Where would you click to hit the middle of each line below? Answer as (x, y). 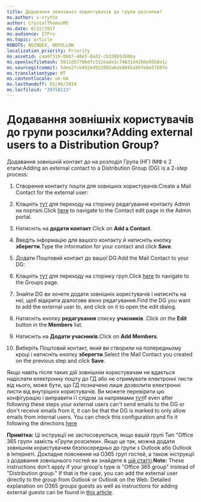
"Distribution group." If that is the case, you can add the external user (92, 473)
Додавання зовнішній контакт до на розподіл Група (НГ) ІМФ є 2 (89, 161)
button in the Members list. (49, 324)
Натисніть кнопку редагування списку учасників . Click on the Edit (101, 318)
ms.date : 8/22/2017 (31, 28)
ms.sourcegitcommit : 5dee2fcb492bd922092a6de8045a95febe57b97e (87, 67)
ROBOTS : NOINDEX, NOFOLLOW (40, 46)
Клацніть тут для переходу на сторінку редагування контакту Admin (103, 204)
